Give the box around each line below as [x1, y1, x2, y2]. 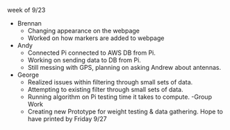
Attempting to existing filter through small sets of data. [27, 86, 183, 93]
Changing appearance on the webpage [27, 27, 140, 35]
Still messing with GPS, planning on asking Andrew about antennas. [27, 64, 221, 71]
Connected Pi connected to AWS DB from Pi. [27, 48, 156, 57]
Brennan [17, 19, 42, 27]
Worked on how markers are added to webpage [27, 34, 165, 42]
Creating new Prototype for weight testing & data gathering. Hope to [27, 107, 224, 115]
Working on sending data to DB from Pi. [27, 56, 141, 64]
